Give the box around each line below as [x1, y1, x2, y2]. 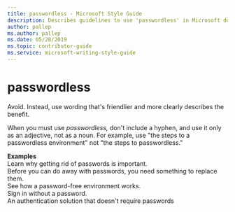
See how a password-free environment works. [7, 181, 141, 190]
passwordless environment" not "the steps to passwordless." [7, 138, 183, 147]
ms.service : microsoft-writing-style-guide [7, 50, 136, 57]
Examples [7, 152, 37, 160]
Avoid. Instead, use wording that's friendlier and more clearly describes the [7, 102, 225, 111]
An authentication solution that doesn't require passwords [7, 197, 175, 205]
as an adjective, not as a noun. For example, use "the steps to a [7, 131, 190, 139]
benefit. [7, 110, 30, 118]
